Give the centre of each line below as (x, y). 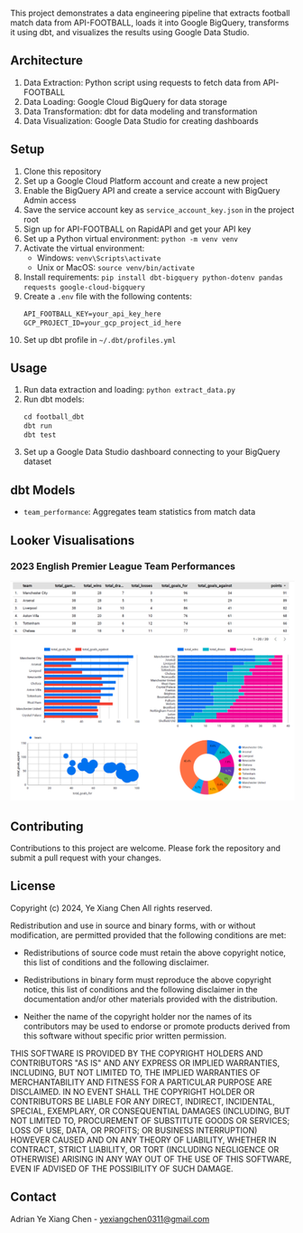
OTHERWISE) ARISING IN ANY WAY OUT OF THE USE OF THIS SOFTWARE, (151, 1159)
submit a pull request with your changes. (86, 858)
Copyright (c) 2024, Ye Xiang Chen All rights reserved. (111, 907)
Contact (33, 1197)
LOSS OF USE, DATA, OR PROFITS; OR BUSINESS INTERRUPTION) (134, 1130)
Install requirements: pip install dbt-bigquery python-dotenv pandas (153, 277)
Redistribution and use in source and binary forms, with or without (133, 925)
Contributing (47, 826)
